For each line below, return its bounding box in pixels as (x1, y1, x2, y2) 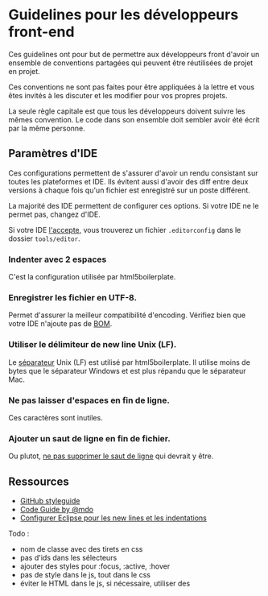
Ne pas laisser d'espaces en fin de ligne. (8, 395, 171, 406)
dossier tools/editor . (8, 234, 80, 243)
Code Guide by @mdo (19, 505, 94, 515)
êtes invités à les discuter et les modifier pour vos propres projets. (8, 90, 228, 100)
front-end (8, 23, 75, 41)
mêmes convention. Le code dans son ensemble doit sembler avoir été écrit (8, 114, 260, 124)
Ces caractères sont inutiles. (8, 412, 103, 422)
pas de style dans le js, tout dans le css (19, 570, 151, 580)
